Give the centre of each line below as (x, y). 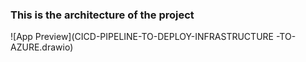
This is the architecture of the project (102, 15)
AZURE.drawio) (42, 47)
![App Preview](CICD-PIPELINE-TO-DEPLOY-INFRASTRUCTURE (142, 37)
